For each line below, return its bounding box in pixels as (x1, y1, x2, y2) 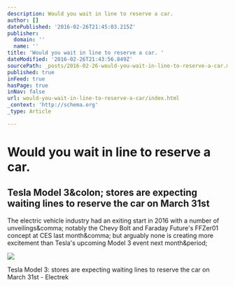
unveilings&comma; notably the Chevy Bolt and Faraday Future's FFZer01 (7, 223, 219, 232)
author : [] (7, 17, 39, 24)
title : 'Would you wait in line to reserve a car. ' (7, 50, 164, 57)
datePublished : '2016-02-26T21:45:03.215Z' (7, 23, 136, 30)
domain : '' (13, 36, 45, 43)
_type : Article (7, 108, 52, 115)
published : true (7, 69, 55, 76)
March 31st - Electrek (7, 272, 69, 281)
